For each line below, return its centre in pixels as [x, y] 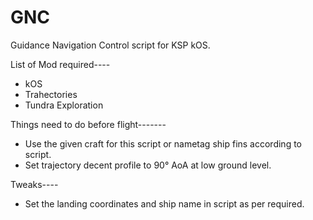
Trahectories [51, 94]
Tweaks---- [34, 184]
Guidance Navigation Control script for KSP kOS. [110, 45]
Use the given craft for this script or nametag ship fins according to [163, 143]
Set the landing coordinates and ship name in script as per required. [164, 203]
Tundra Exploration [64, 105]
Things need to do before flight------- [88, 124]
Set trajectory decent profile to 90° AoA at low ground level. [148, 165]
